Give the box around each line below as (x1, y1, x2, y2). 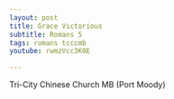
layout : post (9, 13, 59, 22)
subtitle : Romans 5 (9, 30, 83, 39)
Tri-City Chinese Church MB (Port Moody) (9, 79, 166, 90)
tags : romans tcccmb (9, 38, 87, 48)
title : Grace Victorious (9, 22, 103, 31)
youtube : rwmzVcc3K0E (9, 47, 91, 56)
